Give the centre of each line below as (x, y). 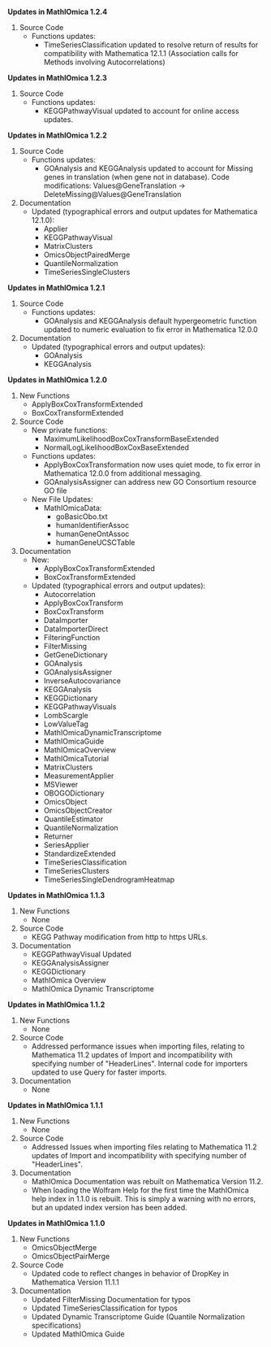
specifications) (56, 1325)
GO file (55, 490)
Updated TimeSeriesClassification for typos (104, 1308)
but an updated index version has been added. (109, 1208)
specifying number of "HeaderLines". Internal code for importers (140, 1064)
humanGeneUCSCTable (95, 543)
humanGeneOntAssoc (92, 534)
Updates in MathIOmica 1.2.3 (57, 78)
